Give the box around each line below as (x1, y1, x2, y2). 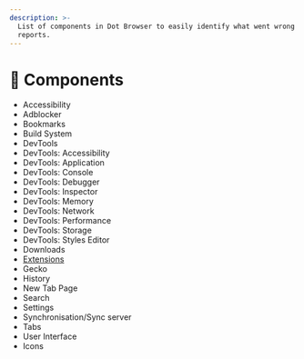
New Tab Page (22, 283, 78, 294)
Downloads (22, 244, 66, 255)
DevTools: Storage (22, 224, 93, 236)
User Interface (22, 331, 77, 342)
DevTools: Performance (22, 215, 112, 226)
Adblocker (22, 109, 62, 120)
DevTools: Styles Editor (22, 234, 110, 245)
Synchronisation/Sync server (22, 312, 132, 323)
